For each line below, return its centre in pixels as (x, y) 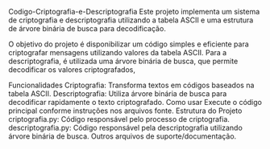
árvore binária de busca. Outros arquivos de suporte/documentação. (123, 136)
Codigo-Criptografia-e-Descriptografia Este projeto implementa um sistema (134, 12)
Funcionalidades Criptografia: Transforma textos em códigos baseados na (131, 85)
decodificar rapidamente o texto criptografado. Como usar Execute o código (135, 102)
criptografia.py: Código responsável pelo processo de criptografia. (119, 119)
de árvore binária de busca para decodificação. (87, 28)
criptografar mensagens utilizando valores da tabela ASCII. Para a (118, 52)
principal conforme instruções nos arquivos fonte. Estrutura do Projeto (125, 111)
